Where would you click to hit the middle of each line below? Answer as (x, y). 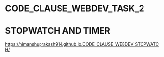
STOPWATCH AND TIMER (58, 31)
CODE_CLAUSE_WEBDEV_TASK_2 (75, 9)
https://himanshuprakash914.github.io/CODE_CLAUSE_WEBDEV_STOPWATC (82, 44)
